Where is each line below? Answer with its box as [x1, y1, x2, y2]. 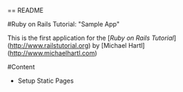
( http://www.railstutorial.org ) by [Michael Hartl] [7, 41, 145, 49]
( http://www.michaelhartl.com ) [7, 49, 98, 57]
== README [7, 6, 44, 14]
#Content [7, 63, 36, 71]
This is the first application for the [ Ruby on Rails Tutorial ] [7, 34, 177, 42]
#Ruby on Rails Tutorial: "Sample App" [7, 20, 120, 28]
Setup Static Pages [17, 76, 74, 85]
